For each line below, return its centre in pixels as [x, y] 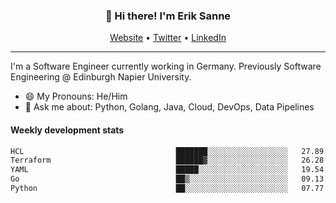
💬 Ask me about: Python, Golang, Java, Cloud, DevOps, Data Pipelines [169, 107]
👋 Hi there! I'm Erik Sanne [168, 16]
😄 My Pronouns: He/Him [76, 96]
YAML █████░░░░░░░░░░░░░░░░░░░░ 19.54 [167, 170]
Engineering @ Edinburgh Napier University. [101, 77]
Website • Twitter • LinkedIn [168, 38]
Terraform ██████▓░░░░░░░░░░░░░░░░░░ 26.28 [167, 160]
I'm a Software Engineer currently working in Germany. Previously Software [166, 66]
